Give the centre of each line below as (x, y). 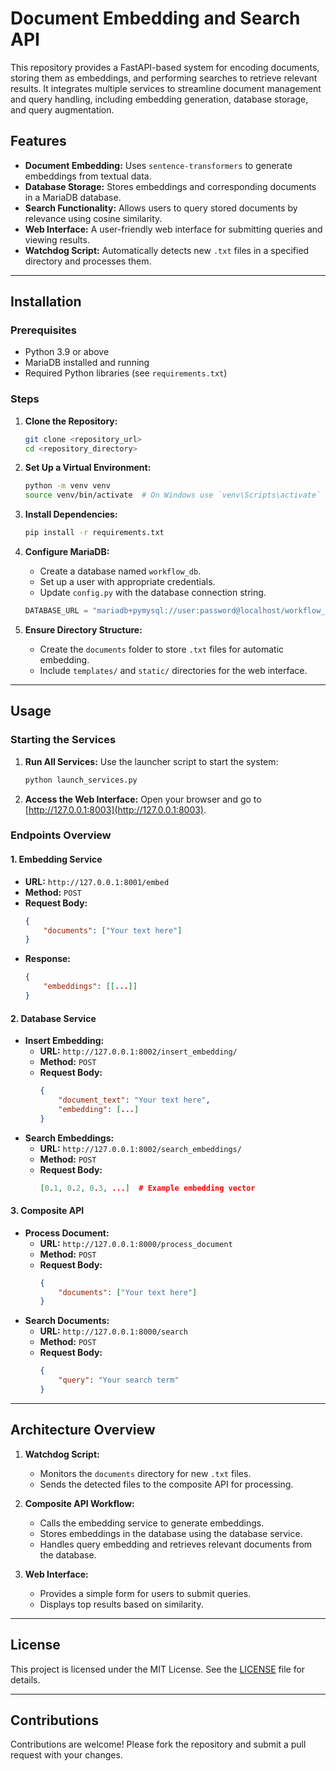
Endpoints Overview (61, 835)
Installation (46, 302)
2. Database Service (53, 1018)
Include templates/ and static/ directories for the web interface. (173, 670)
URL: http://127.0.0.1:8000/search (114, 1331)
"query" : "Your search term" (119, 1380)
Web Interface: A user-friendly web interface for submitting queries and (173, 229)
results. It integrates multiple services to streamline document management (166, 88)
